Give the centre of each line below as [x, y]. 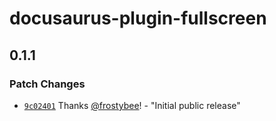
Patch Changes [47, 84]
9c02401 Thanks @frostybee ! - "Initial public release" [132, 105]
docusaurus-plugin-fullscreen [138, 18]
